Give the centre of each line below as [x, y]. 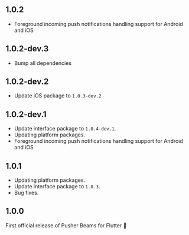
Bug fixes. [26, 193]
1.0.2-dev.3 [27, 49]
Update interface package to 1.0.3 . [57, 187]
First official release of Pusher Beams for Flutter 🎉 [66, 225]
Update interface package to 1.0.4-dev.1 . [65, 129]
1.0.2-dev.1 [26, 114]
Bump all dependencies [43, 63]
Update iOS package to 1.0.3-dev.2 [58, 96]
